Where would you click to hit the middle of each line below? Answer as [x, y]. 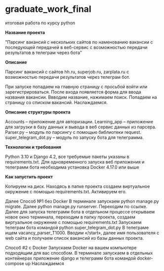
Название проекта [25, 32]
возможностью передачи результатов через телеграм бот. [67, 77]
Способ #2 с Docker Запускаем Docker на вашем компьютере [71, 247]
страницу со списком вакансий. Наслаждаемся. [56, 102]
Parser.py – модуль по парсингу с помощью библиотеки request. [73, 132]
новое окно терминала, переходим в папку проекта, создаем [70, 217]
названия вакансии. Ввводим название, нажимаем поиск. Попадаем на [81, 97]
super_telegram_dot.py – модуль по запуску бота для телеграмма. [75, 137]
